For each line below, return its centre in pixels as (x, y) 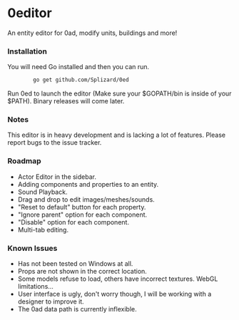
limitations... (35, 286)
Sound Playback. (42, 192)
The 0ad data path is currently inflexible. (77, 309)
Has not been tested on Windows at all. (75, 264)
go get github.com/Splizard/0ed (81, 80)
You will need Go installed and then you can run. (78, 67)
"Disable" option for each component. (73, 222)
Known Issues (32, 248)
